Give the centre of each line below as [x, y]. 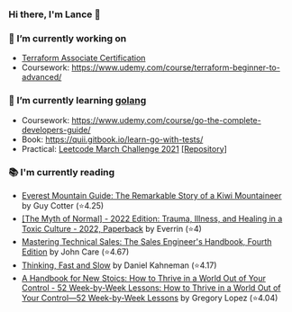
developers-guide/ [56, 129]
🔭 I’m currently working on [68, 38]
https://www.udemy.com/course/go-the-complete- [167, 120]
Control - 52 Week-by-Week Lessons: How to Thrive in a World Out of [151, 288]
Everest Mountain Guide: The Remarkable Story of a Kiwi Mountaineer [151, 195]
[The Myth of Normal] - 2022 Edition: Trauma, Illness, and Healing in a [152, 218]
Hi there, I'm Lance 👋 [55, 14]
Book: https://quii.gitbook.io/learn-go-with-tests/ [112, 139]
